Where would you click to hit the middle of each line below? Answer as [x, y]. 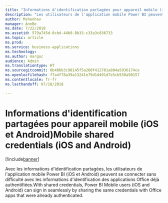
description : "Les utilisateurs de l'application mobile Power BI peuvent [85, 14]
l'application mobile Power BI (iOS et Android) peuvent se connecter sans [81, 174]
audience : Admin [22, 61]
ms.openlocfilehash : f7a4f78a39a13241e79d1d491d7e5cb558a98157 [72, 75]
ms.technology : [21, 51]
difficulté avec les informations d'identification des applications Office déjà [82, 179]
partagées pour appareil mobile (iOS [82, 124]
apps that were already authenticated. [44, 195]
